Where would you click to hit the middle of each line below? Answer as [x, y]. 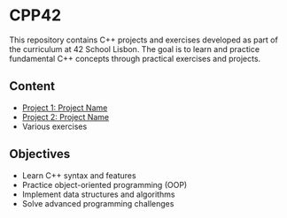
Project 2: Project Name [66, 117]
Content [32, 86]
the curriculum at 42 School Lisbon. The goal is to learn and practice [134, 49]
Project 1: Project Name [65, 108]
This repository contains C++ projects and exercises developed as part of [144, 40]
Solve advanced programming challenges [98, 203]
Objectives [40, 154]
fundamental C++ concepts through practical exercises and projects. [135, 58]
